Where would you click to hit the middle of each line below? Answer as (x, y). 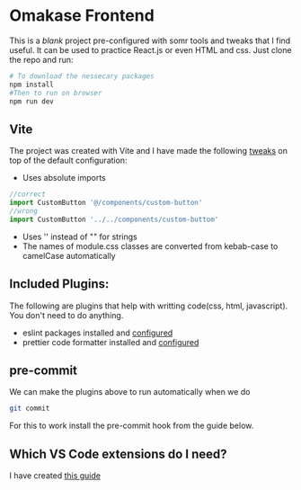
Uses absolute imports (64, 178)
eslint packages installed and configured (97, 333)
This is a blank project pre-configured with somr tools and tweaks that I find (150, 40)
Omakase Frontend (82, 16)
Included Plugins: (59, 284)
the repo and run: (41, 59)
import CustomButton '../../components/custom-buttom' (114, 219)
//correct (28, 194)
